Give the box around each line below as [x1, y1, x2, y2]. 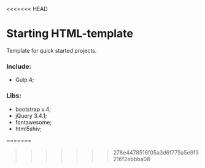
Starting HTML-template [6, 27, 134, 40]
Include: [6, 62, 32, 71]
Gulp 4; [15, 76, 34, 83]
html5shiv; [15, 125, 42, 132]
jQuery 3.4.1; [15, 112, 47, 119]
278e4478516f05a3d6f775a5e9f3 [113, 148, 199, 156]
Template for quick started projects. [6, 47, 97, 54]
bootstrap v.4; [15, 105, 51, 113]
